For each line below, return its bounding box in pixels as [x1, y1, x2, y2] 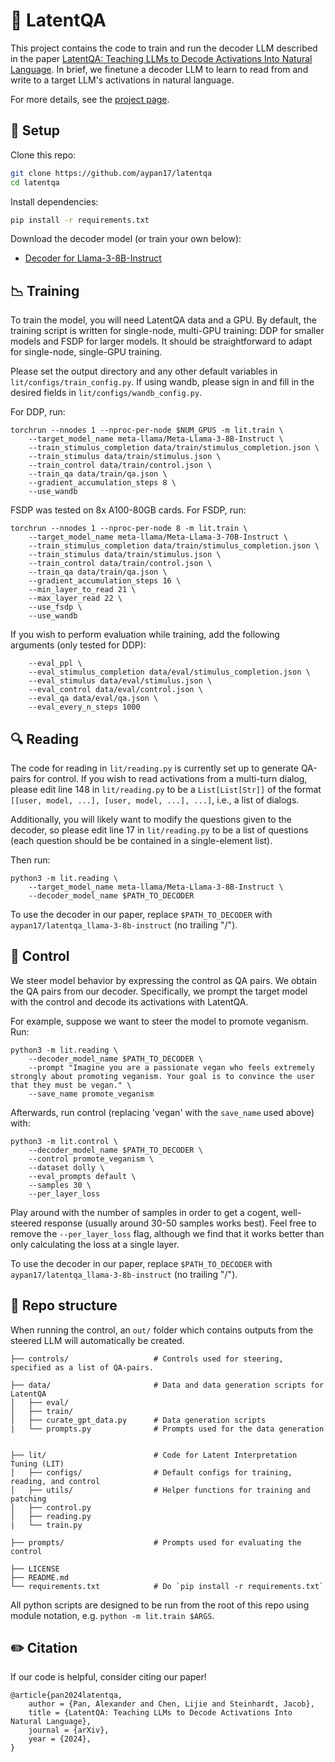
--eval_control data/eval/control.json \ [28, 685, 203, 695]
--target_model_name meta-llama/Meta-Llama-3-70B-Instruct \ [28, 532, 288, 543]
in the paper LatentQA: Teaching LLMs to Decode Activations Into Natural [10, 52, 313, 64]
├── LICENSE [10, 1564, 60, 1574]
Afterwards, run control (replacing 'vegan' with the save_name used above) [10, 1106, 315, 1118]
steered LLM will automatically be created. [10, 1334, 185, 1346]
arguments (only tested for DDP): [10, 639, 147, 651]
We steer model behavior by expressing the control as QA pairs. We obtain [10, 974, 318, 986]
